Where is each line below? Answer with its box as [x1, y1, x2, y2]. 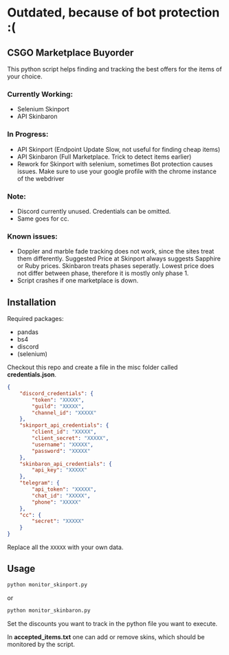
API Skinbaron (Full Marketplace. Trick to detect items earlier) [17, 153, 192, 161]
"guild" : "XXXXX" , [32, 403, 85, 410]
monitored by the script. [7, 640, 76, 648]
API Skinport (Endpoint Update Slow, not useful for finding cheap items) [17, 145, 221, 153]
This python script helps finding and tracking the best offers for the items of [7, 65, 222, 73]
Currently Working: [7, 89, 74, 99]
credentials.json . [7, 370, 57, 379]
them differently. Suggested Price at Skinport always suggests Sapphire [17, 254, 221, 263]
